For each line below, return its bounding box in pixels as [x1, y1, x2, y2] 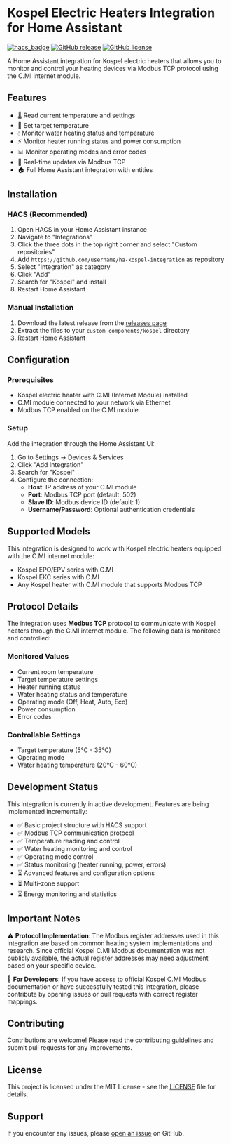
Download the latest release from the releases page [17, 318, 167, 327]
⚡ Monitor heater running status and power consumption [17, 137, 181, 145]
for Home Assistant [7, 20, 122, 36]
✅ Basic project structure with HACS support [17, 820, 147, 829]
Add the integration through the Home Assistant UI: [7, 439, 155, 447]
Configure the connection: [17, 475, 93, 484]
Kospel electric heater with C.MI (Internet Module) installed [17, 391, 188, 400]
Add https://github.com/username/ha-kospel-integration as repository [17, 255, 225, 264]
